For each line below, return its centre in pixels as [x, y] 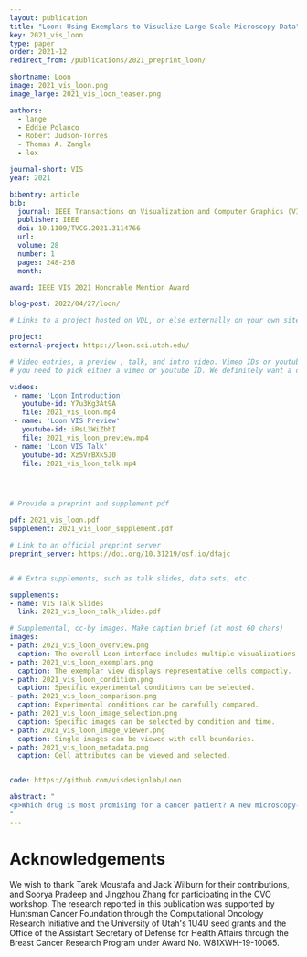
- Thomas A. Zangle [55, 144]
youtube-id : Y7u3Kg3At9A [69, 404]
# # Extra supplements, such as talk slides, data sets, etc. [130, 578]
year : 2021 [30, 178]
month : [30, 271]
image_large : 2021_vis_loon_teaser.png [85, 94]
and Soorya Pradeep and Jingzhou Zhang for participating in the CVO [141, 894]
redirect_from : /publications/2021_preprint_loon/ [108, 60]
